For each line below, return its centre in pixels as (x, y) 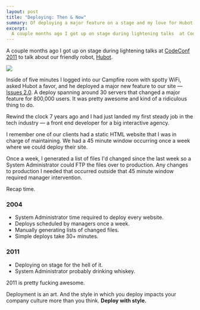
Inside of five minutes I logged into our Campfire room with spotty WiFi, (94, 80)
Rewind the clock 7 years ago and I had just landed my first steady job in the (100, 117)
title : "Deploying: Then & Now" (46, 17)
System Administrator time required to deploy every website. (89, 217)
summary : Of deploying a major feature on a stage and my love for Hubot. (101, 23)
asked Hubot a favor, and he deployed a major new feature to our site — (94, 86)
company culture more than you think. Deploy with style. (76, 300)
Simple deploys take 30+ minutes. (57, 236)
